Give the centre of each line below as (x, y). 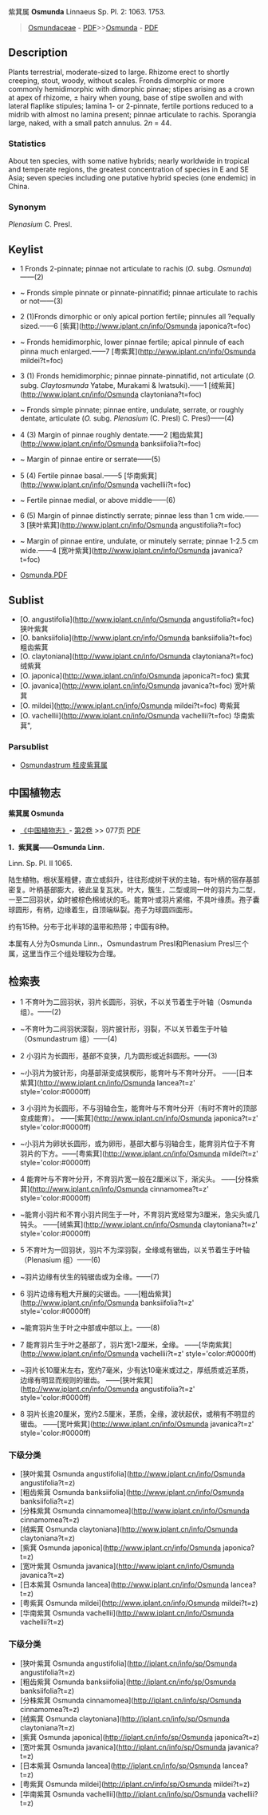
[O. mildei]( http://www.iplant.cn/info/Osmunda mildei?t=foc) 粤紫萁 (130, 706)
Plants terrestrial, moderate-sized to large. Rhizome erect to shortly (119, 72)
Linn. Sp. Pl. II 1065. (41, 864)
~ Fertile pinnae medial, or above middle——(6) (97, 500)
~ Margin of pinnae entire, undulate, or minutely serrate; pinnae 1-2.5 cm (139, 541)
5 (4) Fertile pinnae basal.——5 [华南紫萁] (89, 476)
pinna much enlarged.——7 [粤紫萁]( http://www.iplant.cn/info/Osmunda (138, 352)
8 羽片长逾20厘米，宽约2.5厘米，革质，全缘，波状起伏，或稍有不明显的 (137, 1414)
